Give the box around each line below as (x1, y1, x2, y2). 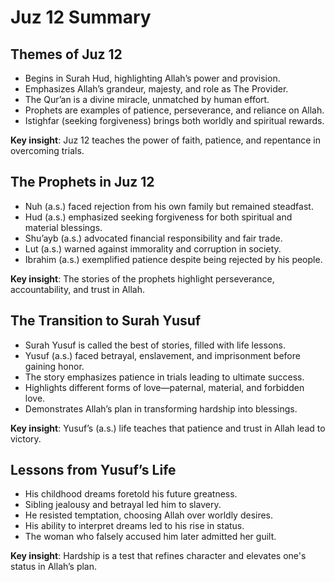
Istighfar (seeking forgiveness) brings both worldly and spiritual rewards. (24, 115, 325, 126)
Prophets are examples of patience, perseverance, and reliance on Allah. (24, 104, 325, 116)
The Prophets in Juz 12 (10, 174, 155, 191)
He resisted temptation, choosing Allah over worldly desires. (24, 509, 274, 521)
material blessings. (24, 221, 103, 233)
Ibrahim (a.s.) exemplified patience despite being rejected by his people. (24, 253, 323, 265)
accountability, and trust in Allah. (10, 283, 146, 295)
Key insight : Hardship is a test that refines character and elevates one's (10, 550, 307, 562)
